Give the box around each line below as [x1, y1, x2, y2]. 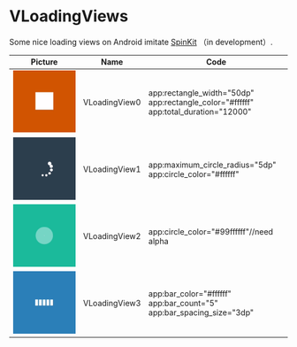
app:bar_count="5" [148, 298, 218, 309]
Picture [30, 57, 58, 67]
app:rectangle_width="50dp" [148, 88, 255, 98]
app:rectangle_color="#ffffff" [148, 97, 255, 108]
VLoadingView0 [82, 97, 141, 108]
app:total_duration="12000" [148, 106, 252, 117]
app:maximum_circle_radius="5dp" [148, 159, 277, 170]
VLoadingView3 [82, 298, 141, 309]
